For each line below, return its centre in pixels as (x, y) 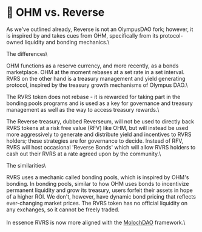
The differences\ (27, 53)
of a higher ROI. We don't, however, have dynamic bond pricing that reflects (101, 196)
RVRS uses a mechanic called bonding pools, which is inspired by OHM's (98, 177)
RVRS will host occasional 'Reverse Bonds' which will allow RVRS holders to (101, 147)
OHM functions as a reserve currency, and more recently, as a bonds (93, 66)
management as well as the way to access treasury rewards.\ (83, 109)
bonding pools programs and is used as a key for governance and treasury (99, 103)
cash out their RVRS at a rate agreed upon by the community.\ (84, 154)
